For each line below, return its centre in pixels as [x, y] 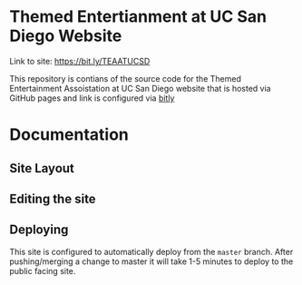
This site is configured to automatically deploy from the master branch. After [151, 251]
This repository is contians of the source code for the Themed [126, 78]
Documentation [69, 135]
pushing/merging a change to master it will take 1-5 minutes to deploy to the [151, 261]
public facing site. [43, 270]
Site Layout [42, 168]
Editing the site [53, 198]
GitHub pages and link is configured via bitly [92, 98]
